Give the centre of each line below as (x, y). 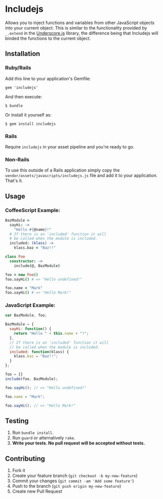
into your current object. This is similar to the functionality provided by (76, 28)
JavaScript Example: (30, 305)
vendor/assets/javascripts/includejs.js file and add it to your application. (81, 176)
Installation (23, 54)
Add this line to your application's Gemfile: (48, 78)
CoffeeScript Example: (33, 210)
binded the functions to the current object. (48, 38)
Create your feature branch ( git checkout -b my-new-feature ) (75, 476)
